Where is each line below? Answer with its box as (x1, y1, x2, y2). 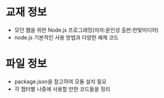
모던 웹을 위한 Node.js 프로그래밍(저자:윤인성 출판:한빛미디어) (14, 26, 159, 33)
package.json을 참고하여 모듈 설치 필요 (14, 78, 107, 85)
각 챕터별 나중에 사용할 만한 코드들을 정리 (14, 85, 111, 93)
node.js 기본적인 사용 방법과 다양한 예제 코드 (14, 33, 119, 41)
